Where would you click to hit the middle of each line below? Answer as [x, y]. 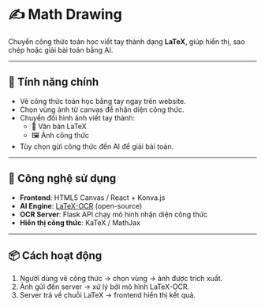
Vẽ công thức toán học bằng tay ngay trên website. [103, 101]
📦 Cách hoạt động [55, 255]
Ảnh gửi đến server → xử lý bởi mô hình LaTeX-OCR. [105, 287]
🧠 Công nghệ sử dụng [62, 178]
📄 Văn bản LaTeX [59, 126]
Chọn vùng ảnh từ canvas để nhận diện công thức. [102, 109]
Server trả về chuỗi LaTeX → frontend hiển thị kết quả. [107, 295]
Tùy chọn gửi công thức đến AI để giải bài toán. [97, 146]
